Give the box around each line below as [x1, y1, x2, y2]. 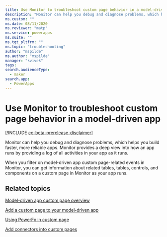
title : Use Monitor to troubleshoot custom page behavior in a [5, 7, 139, 12]
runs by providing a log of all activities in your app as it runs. [5, 150, 129, 156]
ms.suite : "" [5, 35, 32, 40]
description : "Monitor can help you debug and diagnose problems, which [5, 12, 159, 17]
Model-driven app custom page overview [5, 197, 90, 204]
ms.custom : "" [5, 16, 35, 21]
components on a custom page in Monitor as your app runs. [5, 170, 128, 176]
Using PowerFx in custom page [5, 217, 70, 223]
